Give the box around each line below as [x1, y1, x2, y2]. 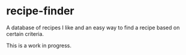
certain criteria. [6, 30, 44, 37]
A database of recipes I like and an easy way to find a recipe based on [6, 24, 180, 31]
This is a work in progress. [6, 42, 72, 49]
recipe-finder [6, 4, 75, 18]
